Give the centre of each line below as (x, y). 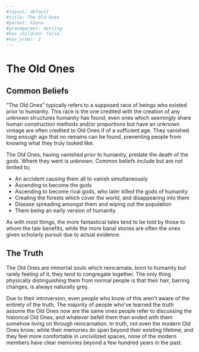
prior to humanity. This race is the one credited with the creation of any (93, 111)
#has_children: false (33, 34)
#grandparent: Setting (34, 28)
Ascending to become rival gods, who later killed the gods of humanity (101, 191)
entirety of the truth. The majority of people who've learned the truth (90, 304)
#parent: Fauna (25, 23)
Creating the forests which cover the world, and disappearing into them (102, 198)
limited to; (18, 167)
